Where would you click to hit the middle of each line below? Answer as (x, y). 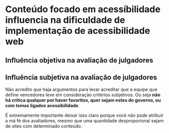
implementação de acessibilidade (78, 31)
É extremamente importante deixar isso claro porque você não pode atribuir (84, 115)
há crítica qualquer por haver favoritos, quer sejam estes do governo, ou (83, 100)
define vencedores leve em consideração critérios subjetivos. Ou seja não (83, 95)
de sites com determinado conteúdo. (44, 126)
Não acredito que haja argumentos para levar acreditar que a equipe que (81, 90)
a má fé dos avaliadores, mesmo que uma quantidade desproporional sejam (84, 121)
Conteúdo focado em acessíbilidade (83, 9)
